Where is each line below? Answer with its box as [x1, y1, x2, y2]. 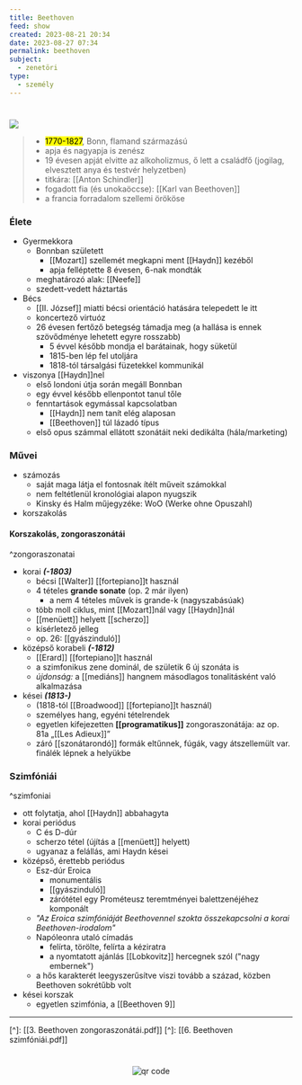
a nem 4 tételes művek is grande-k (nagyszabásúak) [49, 594, 244, 605]
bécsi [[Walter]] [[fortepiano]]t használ [35, 575, 180, 586]
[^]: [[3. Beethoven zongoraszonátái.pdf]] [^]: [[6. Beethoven [9, 1024, 234, 1035]
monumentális [49, 874, 102, 885]
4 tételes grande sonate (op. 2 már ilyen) [35, 585, 189, 596]
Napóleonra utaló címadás [35, 931, 134, 942]
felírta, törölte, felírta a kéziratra [49, 941, 166, 952]
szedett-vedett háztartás [35, 284, 129, 295]
